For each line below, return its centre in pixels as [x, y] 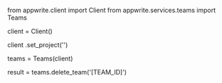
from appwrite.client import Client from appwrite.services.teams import [112, 10]
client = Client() [30, 31]
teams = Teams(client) [40, 58]
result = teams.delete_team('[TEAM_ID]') [67, 72]
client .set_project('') [38, 45]
